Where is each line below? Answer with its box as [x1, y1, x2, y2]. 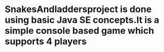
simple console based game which [5, 25, 154, 36]
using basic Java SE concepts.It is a [5, 14, 159, 26]
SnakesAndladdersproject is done [5, 4, 152, 15]
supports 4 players [5, 36, 87, 47]
